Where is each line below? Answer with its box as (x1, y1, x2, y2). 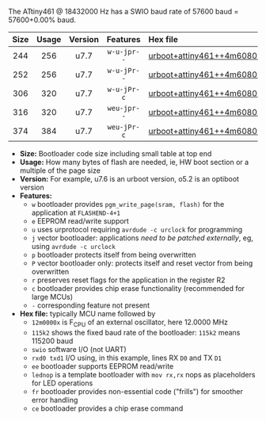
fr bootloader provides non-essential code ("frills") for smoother (31, 386, 244, 396)
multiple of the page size (19, 166, 101, 175)
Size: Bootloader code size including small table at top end (19, 149, 212, 158)
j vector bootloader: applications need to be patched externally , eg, (31, 233, 253, 243)
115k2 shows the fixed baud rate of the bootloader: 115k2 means (31, 327, 241, 337)
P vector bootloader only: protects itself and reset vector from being (31, 258, 253, 268)
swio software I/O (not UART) (31, 344, 127, 354)
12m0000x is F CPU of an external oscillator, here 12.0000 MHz (31, 317, 228, 328)
